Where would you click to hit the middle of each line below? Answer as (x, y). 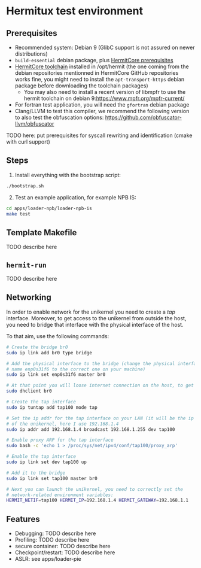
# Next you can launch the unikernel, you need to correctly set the (95, 489)
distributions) (31, 54)
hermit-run (26, 265)
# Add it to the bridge (36, 473)
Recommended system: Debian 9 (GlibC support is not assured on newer (105, 47)
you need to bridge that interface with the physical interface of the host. (95, 324)
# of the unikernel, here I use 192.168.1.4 (63, 424)
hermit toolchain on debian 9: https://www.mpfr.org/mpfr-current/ (104, 98)
